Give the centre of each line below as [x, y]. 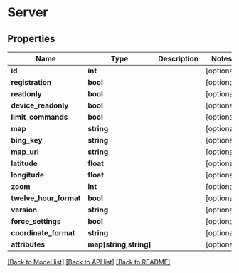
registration [31, 82]
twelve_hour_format [46, 198]
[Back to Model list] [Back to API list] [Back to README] [89, 262]
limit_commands [39, 117]
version [24, 210]
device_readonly [40, 105]
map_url [25, 152]
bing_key [27, 140]
